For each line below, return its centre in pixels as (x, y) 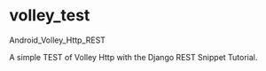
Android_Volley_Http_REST (58, 40)
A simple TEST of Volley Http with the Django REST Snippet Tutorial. (133, 57)
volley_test (50, 16)
